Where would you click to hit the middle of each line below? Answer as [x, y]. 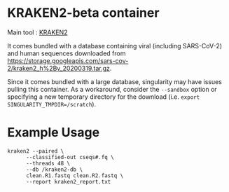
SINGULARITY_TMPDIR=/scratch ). [52, 104]
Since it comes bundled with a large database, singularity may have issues [114, 81]
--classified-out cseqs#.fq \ [70, 157]
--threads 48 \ [48, 163]
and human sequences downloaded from [67, 53]
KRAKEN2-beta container [83, 13]
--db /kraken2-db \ [54, 170]
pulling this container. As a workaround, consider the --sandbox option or [112, 89]
